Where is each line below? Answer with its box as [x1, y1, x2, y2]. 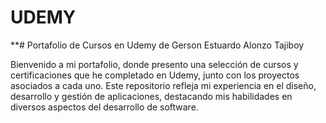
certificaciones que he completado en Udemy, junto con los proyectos [10, 69, 300, 81]
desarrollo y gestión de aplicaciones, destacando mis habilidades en [10, 90, 293, 102]
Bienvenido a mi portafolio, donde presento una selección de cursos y [10, 58, 299, 70]
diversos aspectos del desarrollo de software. [10, 101, 199, 113]
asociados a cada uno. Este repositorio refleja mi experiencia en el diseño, [10, 79, 317, 91]
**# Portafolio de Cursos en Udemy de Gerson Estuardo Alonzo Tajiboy [10, 39, 305, 51]
